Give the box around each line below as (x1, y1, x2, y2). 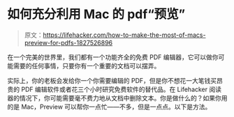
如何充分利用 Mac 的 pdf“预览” (7, 6, 186, 22)
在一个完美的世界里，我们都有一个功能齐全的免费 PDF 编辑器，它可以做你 (7, 53, 219, 61)
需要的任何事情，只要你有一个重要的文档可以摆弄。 (13, 61, 161, 70)
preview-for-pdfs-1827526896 (24, 38, 113, 47)
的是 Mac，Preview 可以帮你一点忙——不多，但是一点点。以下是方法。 (7, 102, 212, 111)
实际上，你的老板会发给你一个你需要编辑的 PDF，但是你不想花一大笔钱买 (7, 76, 217, 84)
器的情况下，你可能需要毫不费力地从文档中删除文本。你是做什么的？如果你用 (7, 93, 228, 102)
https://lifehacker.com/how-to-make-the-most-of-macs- (43, 31, 206, 39)
